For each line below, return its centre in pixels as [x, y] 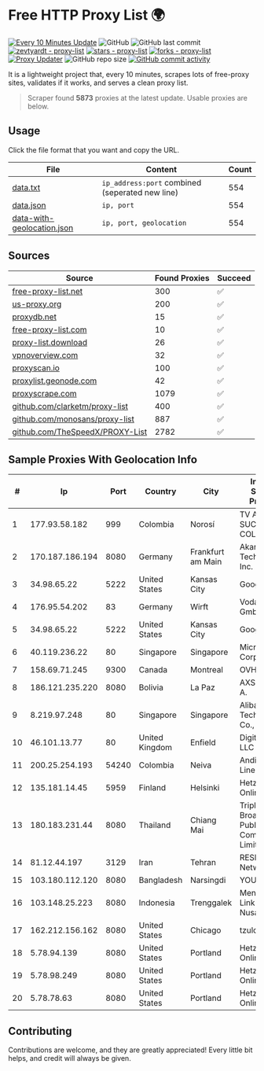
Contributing [40, 1031]
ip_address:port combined [152, 182]
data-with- [33, 218]
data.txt [26, 187]
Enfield [203, 742]
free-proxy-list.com [50, 329]
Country [161, 491]
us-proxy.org [37, 304]
